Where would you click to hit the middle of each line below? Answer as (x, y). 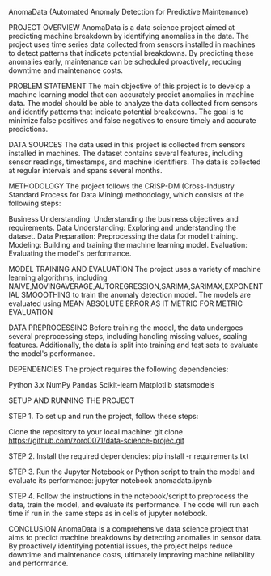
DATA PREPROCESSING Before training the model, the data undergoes (126, 328)
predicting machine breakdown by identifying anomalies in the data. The (129, 36)
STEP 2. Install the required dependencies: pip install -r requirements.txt (129, 456)
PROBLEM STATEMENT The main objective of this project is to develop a (129, 86)
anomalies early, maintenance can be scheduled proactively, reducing (125, 61)
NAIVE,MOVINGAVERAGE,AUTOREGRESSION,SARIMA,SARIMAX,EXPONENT (136, 286)
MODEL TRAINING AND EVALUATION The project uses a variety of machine (135, 269)
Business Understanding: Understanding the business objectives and (123, 219)
